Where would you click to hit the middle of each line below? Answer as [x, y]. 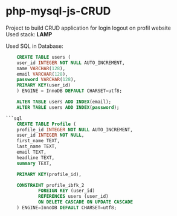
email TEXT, [31, 152]
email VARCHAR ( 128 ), [42, 74]
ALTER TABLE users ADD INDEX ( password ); [68, 107]
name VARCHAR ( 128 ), [41, 68]
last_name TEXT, [37, 146]
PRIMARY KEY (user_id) [43, 85]
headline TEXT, [36, 158]
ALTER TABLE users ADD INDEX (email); [64, 102]
